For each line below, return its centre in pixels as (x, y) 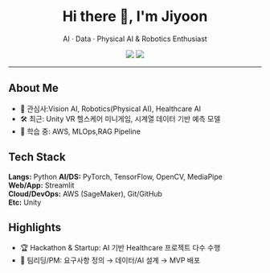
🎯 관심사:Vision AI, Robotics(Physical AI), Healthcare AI (110, 109)
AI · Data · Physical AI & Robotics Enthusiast (135, 39)
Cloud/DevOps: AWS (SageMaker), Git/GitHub (86, 193)
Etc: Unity (25, 202)
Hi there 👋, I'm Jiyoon (135, 17)
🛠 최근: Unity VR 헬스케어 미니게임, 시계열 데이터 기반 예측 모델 (120, 118)
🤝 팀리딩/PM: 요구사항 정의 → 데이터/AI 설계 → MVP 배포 (110, 260)
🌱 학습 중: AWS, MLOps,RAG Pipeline (80, 131)
